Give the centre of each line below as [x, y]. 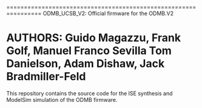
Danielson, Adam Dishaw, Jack [86, 64]
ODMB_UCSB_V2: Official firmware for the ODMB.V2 [108, 13]
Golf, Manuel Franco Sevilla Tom [89, 51]
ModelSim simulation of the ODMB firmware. [62, 100]
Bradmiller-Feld [46, 77]
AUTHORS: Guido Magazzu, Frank [93, 38]
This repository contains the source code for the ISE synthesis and [89, 93]
